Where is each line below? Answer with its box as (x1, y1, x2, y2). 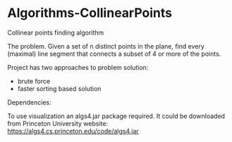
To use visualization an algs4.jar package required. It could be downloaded (7, 112, 226, 120)
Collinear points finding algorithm (7, 28, 104, 37)
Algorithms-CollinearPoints (7, 5, 173, 21)
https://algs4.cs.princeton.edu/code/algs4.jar (7, 126, 139, 135)
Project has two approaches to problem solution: (7, 63, 149, 71)
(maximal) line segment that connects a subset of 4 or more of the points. (7, 49, 221, 58)
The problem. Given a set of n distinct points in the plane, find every (7, 42, 204, 50)
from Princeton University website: (7, 119, 108, 128)
